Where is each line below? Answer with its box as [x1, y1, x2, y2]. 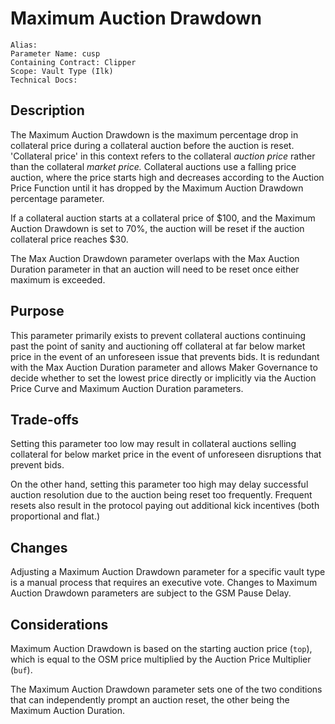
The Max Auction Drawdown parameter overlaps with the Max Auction [10, 252, 300, 264]
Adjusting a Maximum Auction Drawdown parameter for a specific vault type [10, 566, 326, 578]
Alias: [10, 40, 38, 50]
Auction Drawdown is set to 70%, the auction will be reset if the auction [10, 222, 305, 234]
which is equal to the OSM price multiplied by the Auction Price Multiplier [10, 653, 312, 665]
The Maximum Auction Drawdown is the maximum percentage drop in [10, 128, 299, 141]
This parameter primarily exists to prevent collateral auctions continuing [10, 329, 307, 341]
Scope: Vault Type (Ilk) [10, 66, 114, 76]
